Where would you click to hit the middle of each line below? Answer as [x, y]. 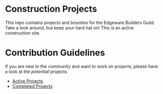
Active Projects [28, 81]
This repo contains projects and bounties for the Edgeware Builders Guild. [80, 23]
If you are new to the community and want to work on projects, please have [82, 66]
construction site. [23, 33]
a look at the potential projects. [37, 71]
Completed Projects [32, 86]
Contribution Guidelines [55, 53]
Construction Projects [51, 9]
